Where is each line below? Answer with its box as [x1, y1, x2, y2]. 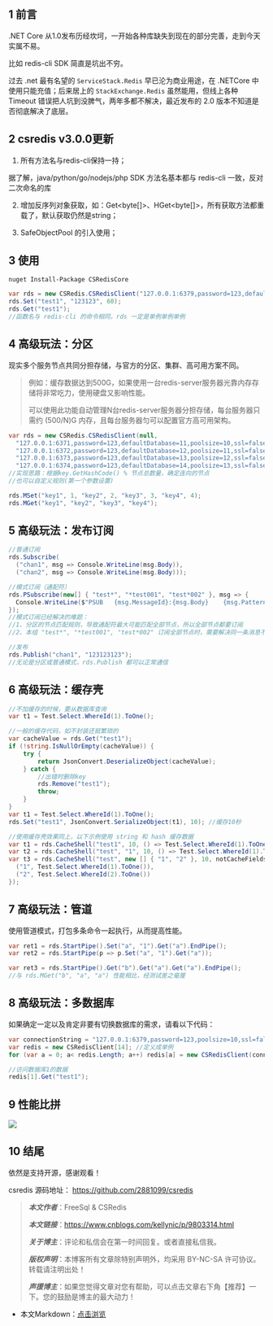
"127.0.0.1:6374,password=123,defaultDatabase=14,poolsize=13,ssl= [15, 462, 249, 470]
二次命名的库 [8, 182, 51, 193]
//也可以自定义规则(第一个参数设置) [8, 477, 114, 485]
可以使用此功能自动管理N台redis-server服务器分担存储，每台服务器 [28, 405, 253, 415]
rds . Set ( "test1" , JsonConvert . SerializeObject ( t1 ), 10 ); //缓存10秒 [8, 818, 242, 826]
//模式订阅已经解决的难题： [8, 613, 89, 622]
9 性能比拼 [8, 1097, 61, 1111]
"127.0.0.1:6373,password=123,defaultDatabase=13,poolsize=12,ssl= [15, 454, 249, 462]
